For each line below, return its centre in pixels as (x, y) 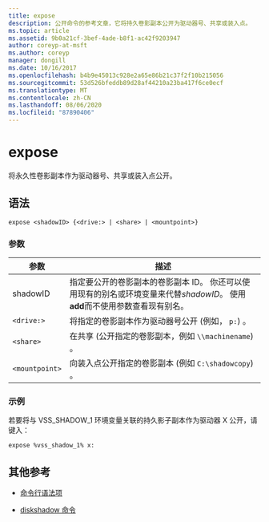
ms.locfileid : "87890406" (51, 113)
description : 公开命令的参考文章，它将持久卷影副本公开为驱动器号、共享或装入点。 (130, 23)
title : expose (32, 16)
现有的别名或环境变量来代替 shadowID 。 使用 (162, 294)
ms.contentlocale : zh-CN (50, 98)
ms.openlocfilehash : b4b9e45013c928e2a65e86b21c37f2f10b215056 (116, 75)
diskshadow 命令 (48, 510)
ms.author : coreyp (39, 53)
